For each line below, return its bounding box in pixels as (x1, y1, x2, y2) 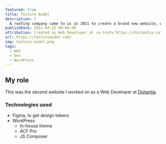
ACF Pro (19, 128, 37, 134)
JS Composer (19, 134, 48, 140)
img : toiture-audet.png (5, 39, 54, 44)
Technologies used (5, 101, 52, 108)
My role (5, 76, 29, 84)
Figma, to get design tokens (12, 112, 69, 118)
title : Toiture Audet (5, 12, 50, 17)
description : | (5, 16, 37, 21)
